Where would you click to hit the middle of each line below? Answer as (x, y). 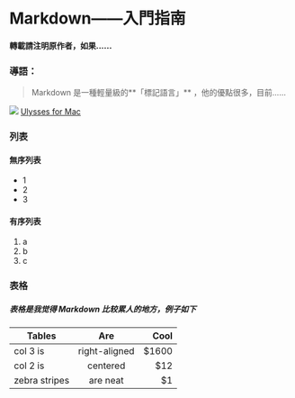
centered (106, 366)
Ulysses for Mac (50, 112)
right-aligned (106, 351)
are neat (106, 381)
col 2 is (29, 366)
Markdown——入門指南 (98, 18)
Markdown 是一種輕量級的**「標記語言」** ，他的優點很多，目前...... (158, 93)
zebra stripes (42, 381)
